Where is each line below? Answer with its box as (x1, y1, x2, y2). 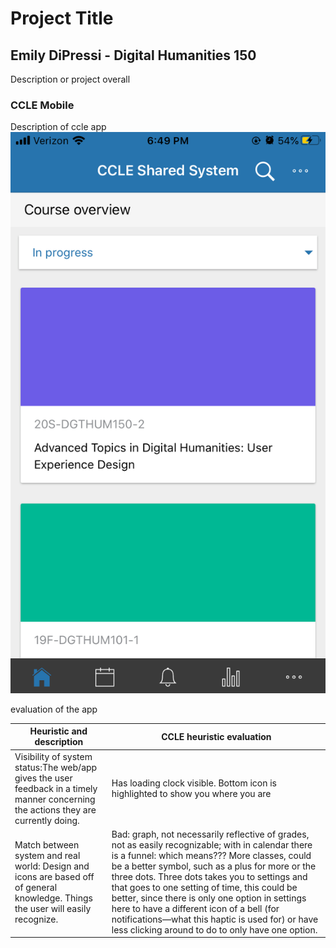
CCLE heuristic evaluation (161, 730, 272, 742)
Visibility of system (14, 750, 93, 762)
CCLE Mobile (10, 98, 75, 112)
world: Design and (14, 860, 90, 872)
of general (14, 881, 58, 893)
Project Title (10, 7, 114, 30)
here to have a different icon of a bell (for (111, 902, 280, 914)
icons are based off (14, 870, 95, 882)
